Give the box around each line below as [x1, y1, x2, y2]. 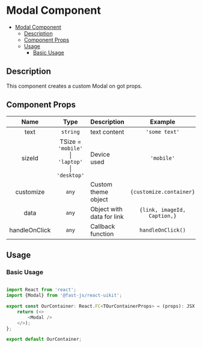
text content [90, 127, 124, 136]
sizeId [21, 154, 39, 162]
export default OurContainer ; [6, 337, 82, 343]
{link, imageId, [139, 206, 186, 213]
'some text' [145, 128, 180, 135]
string [61, 128, 80, 135]
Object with [90, 205, 123, 213]
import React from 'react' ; [6, 287, 77, 293]
